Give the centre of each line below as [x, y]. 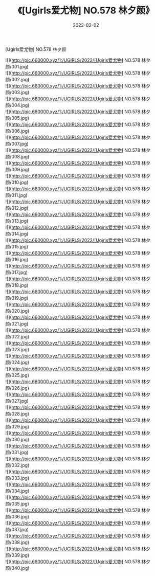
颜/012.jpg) [17, 208]
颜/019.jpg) [17, 298]
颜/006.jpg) [17, 131]
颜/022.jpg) [17, 336]
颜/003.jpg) [17, 92]
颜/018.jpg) [17, 285]
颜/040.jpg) [17, 568]
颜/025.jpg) [17, 375]
